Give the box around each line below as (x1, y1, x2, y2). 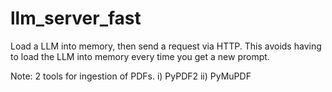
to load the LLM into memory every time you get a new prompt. (10, 50, 270, 62)
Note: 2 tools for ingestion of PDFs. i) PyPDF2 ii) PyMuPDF (10, 70, 252, 82)
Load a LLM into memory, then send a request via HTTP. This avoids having (10, 40, 322, 52)
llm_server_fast (10, 7, 142, 30)
